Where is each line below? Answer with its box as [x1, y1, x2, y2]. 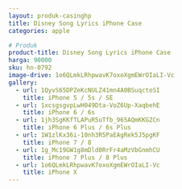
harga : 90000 [8, 56, 52, 64]
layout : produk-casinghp [8, 11, 92, 20]
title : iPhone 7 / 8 [23, 138, 92, 146]
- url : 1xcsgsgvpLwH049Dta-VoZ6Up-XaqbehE [15, 101, 160, 109]
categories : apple [8, 27, 70, 35]
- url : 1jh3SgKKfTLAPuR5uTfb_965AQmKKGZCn [15, 116, 160, 125]
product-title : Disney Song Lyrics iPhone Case [8, 49, 172, 57]
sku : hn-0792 [8, 64, 52, 72]
